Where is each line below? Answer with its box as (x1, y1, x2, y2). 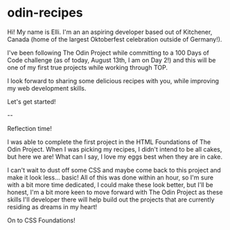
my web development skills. (7, 84, 87, 92)
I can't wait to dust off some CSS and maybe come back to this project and (7, 166, 222, 174)
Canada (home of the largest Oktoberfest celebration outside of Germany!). (7, 35, 222, 43)
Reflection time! (7, 124, 52, 132)
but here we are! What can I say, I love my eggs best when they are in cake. (7, 152, 223, 161)
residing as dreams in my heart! (7, 202, 98, 211)
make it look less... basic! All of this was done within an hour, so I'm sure (7, 173, 213, 182)
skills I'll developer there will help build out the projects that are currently (7, 195, 215, 204)
